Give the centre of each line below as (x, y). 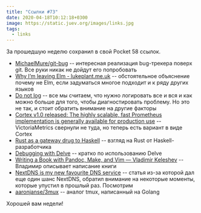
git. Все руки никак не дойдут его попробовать (76, 70)
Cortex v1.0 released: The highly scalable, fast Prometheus (88, 115)
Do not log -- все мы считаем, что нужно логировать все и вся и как (104, 96)
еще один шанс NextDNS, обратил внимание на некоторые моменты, (105, 179)
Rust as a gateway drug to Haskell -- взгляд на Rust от (84, 140)
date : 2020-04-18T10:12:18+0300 (47, 18)
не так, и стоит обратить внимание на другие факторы (86, 108)
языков (25, 89)
